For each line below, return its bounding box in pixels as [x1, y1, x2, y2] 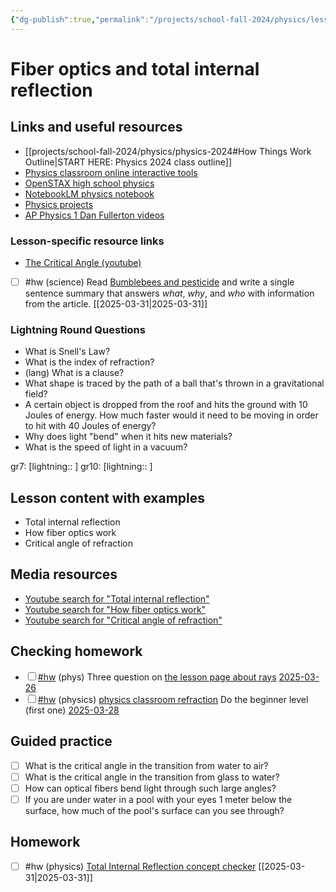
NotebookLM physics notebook [24, 187, 155, 200]
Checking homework [10, 643, 143, 660]
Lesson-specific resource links [10, 234, 165, 248]
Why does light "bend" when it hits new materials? [24, 431, 233, 443]
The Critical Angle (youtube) [24, 256, 142, 268]
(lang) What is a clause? [24, 367, 125, 379]
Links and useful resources [10, 119, 183, 136]
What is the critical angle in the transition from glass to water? [24, 771, 280, 783]
